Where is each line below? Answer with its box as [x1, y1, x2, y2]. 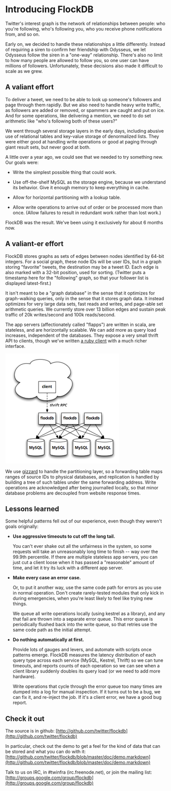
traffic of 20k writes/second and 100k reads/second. [5, 311, 116, 317]
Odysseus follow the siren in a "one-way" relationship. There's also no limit [5, 52, 163, 58]
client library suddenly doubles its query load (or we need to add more [12, 668, 160, 675]
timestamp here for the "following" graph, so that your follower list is [5, 275, 149, 281]
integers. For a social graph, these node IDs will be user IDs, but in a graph [5, 258, 162, 265]
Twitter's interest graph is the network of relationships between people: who [5, 20, 165, 26]
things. [12, 601, 27, 607]
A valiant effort [5, 83, 54, 92]
